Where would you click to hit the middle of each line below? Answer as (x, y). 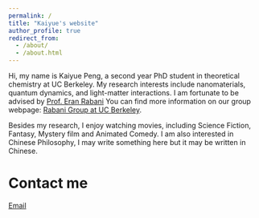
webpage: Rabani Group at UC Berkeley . (75, 110)
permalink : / (30, 16)
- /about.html (39, 53)
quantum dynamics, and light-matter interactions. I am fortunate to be (124, 93)
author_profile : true (45, 30)
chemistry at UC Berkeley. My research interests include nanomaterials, (127, 84)
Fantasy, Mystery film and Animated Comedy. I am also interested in (121, 134)
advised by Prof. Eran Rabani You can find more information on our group (130, 101)
